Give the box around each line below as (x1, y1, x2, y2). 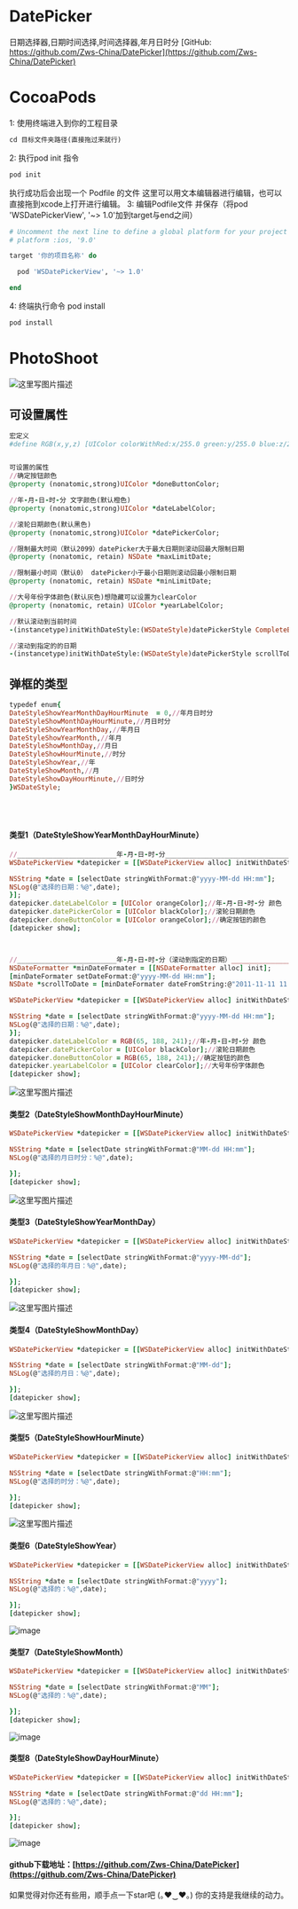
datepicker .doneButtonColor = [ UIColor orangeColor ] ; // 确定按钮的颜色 (9, 915, 266, 924)
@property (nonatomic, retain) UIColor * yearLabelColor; (9, 601, 224, 609)
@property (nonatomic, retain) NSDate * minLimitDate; (9, 577, 213, 586)
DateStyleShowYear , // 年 (9, 758, 96, 767)
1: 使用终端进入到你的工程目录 (9, 117, 118, 128)
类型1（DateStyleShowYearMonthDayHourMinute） (9, 829, 204, 840)
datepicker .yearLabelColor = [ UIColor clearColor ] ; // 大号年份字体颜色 (9, 1062, 265, 1071)
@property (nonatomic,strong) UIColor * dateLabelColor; (9, 504, 216, 513)
